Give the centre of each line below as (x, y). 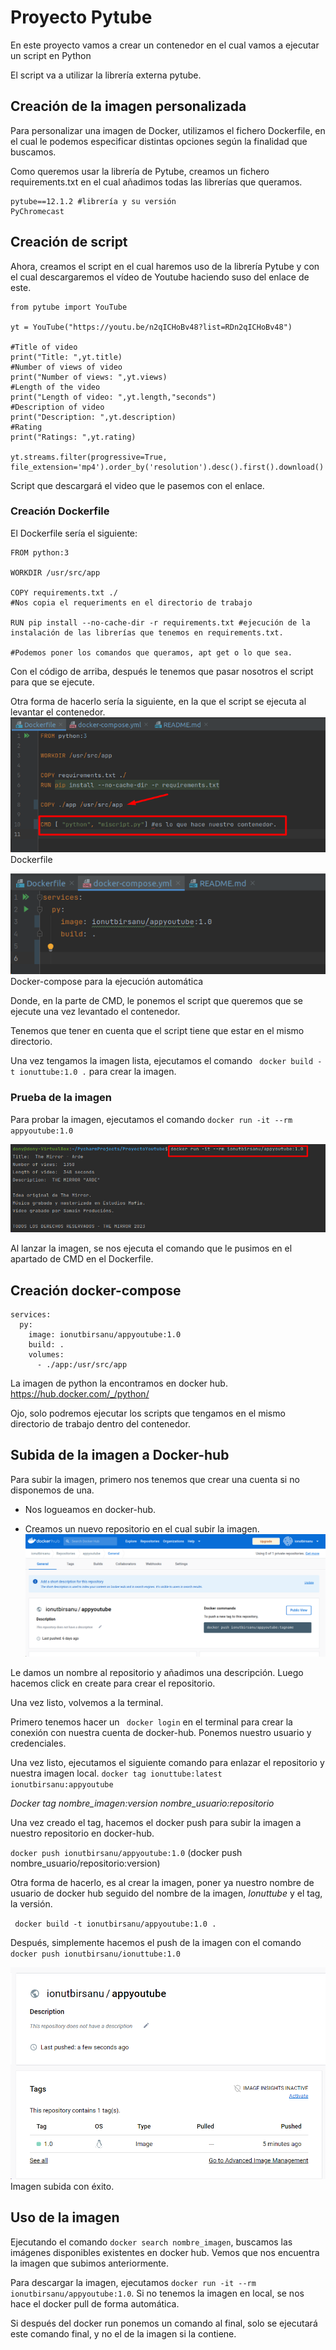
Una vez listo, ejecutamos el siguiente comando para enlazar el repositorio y (167, 1763)
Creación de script (69, 242)
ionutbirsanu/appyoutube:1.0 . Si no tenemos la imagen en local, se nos (157, 2293)
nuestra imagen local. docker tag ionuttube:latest (116, 1773)
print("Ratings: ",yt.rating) (73, 437)
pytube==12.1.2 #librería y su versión (93, 201)
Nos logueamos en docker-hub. (90, 1509)
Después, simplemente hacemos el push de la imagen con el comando (156, 1943)
